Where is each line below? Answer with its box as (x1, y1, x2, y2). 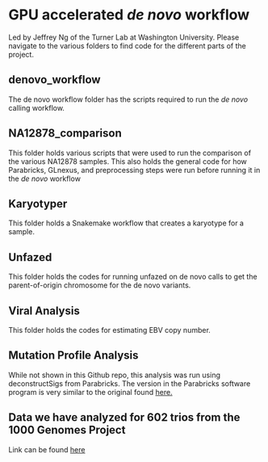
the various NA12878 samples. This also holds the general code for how (8, 156, 248, 166)
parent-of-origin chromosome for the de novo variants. (8, 280, 191, 290)
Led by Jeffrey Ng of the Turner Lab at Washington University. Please (8, 32, 240, 42)
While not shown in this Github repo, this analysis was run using (8, 370, 220, 380)
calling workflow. (8, 103, 65, 112)
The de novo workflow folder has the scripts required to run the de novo (8, 94, 249, 104)
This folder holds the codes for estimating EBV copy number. (8, 325, 211, 334)
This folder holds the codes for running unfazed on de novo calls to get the (8, 272, 258, 282)
